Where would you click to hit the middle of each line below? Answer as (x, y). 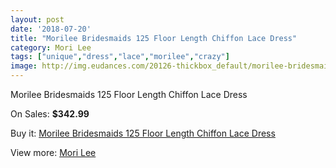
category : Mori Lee (51, 47)
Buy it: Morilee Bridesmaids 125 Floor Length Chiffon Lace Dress (143, 133)
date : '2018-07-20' (51, 29)
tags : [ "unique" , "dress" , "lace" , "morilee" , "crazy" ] (120, 57)
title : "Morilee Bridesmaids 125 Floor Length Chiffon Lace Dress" (154, 38)
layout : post (37, 19)
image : (24, 66)
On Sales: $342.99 (50, 114)
